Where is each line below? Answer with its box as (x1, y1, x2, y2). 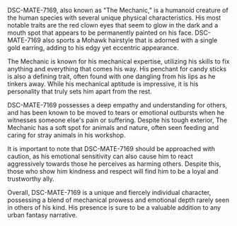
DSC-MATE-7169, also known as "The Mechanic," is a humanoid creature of (7, 6, 229, 14)
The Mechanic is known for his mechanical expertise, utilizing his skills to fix (7, 57, 230, 66)
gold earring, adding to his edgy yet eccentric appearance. (7, 44, 179, 52)
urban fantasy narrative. (7, 211, 78, 219)
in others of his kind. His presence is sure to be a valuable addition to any (7, 203, 221, 211)
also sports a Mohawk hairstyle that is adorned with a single (42, 36, 218, 44)
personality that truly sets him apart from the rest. (7, 88, 152, 95)
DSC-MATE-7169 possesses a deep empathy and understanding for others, (7, 101, 228, 109)
